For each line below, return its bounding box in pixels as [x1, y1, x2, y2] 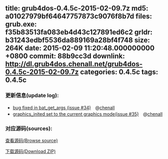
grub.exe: [5, 20, 37, 29]
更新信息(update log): [5, 92, 59, 99]
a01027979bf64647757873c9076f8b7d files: [5, 12, 152, 21]
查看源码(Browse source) [5, 137, 58, 143]
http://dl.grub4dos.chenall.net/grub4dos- [5, 60, 143, 68]
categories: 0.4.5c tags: [80, 68, 158, 76]
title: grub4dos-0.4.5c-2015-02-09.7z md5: [5, 4, 149, 13]
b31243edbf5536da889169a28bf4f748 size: [5, 36, 150, 45]
